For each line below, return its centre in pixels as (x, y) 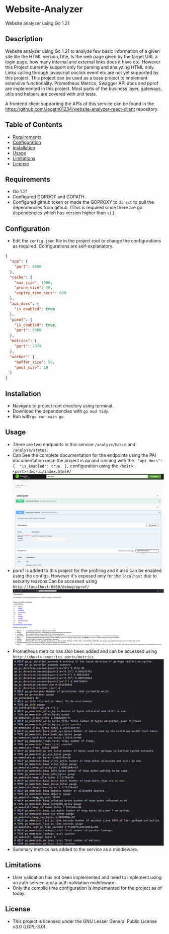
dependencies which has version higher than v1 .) (63, 213)
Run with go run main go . (39, 416)
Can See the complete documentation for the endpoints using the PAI (84, 455)
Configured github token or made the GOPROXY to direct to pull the (83, 202)
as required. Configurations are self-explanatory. (63, 246)
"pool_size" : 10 (31, 367)
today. (19, 893)
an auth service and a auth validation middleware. (64, 882)
